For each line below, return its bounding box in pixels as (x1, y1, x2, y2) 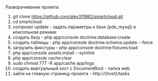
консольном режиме (12, 29, 57, 35)
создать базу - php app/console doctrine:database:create (12, 34, 131, 40)
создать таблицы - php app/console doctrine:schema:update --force (12, 40, 153, 45)
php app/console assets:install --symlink (12, 50, 95, 56)
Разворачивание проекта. (5, 4, 60, 10)
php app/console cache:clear (12, 55, 72, 61)
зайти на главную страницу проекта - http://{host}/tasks (12, 71, 130, 76)
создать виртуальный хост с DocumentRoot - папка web (12, 65, 130, 71)
